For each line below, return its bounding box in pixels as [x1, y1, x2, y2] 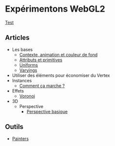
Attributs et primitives [19, 57, 63, 63]
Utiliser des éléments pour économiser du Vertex [12, 72, 110, 78]
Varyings [19, 67, 37, 73]
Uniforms [19, 62, 38, 68]
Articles [5, 34, 30, 42]
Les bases [12, 46, 33, 52]
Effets [12, 88, 24, 93]
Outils [5, 123, 24, 131]
